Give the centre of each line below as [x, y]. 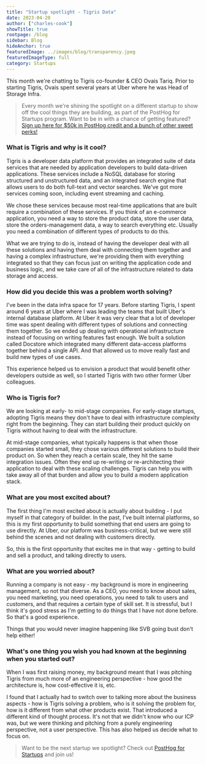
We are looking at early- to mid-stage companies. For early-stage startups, [101, 411]
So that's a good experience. [43, 617]
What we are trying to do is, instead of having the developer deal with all [98, 243]
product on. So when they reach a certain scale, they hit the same [90, 456]
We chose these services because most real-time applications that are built [102, 205]
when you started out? [41, 659]
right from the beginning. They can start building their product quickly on [98, 424]
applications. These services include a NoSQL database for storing [91, 174]
